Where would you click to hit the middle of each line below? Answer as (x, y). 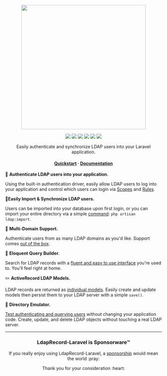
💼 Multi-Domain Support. (32, 229)
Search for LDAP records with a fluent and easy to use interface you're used (83, 263)
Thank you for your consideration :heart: (83, 368)
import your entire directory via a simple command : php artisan (70, 214)
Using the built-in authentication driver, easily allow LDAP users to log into (81, 184)
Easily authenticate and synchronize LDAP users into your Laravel (83, 146)
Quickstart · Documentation (83, 163)
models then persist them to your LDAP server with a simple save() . (75, 295)
